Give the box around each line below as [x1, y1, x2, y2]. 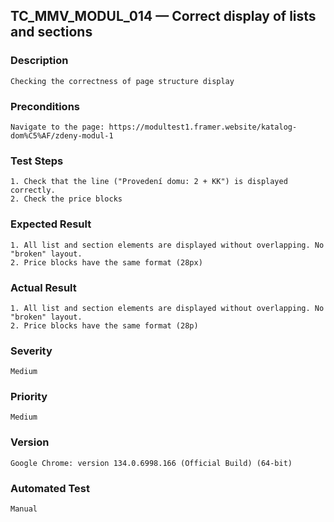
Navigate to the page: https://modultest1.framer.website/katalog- [10, 122, 298, 132]
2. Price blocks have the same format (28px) [10, 257, 203, 268]
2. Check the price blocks [10, 194, 123, 204]
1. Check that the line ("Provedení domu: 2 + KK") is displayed [10, 177, 288, 187]
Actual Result [10, 280, 77, 294]
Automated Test [10, 481, 90, 495]
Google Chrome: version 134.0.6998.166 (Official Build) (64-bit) [10, 458, 293, 468]
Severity [10, 344, 53, 358]
